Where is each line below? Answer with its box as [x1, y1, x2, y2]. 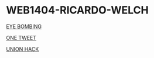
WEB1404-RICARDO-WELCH [6, 4, 149, 17]
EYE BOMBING [6, 23, 42, 30]
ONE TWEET [6, 34, 37, 41]
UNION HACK [6, 45, 39, 53]
